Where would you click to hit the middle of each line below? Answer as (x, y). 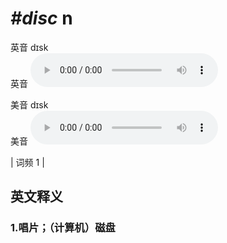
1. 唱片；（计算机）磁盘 (63, 228)
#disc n (41, 18)
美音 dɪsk (29, 104)
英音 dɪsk (29, 47)
